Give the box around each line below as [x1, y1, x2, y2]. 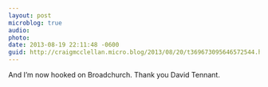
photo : [8, 33, 30, 42]
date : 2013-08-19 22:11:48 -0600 [8, 41, 120, 49]
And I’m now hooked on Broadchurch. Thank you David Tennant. [8, 70, 221, 79]
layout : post [8, 11, 52, 20]
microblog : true [8, 19, 62, 27]
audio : [8, 26, 30, 34]
